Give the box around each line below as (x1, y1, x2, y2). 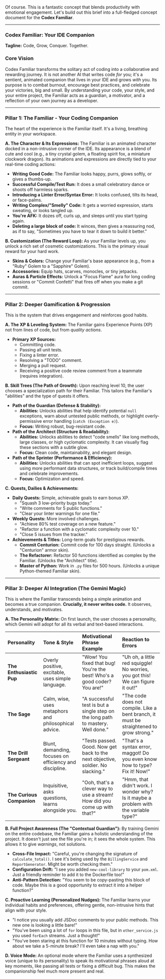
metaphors (43, 708, 68, 715)
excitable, (43, 669, 65, 676)
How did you (82, 797, 111, 804)
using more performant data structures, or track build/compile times (19, 465, 157, 472)
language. (43, 681, 66, 688)
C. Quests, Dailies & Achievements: (5, 485, 79, 491)
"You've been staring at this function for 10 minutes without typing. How (12, 938, 158, 944)
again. (12, 218, 25, 223)
